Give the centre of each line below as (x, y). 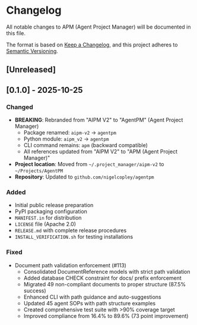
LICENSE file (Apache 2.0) (45, 224)
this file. (16, 33)
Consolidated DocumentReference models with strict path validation (107, 271)
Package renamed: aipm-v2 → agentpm (70, 133)
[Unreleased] (31, 70)
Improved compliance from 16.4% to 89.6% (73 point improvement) (106, 315)
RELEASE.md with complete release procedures (71, 230)
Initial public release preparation (54, 205)
